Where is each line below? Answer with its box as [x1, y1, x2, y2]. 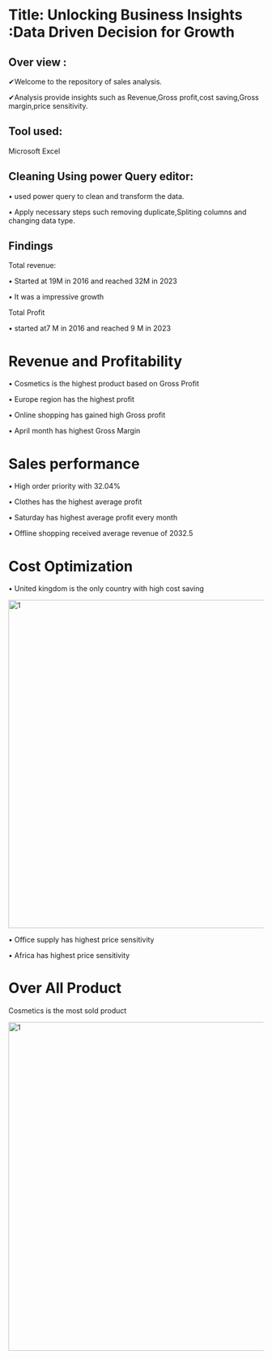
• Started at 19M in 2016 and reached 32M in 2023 [8, 276, 178, 286]
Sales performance [8, 455, 140, 472]
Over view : [8, 55, 67, 69]
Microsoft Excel [8, 146, 61, 156]
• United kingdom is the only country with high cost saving [8, 584, 205, 593]
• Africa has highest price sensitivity [8, 951, 130, 960]
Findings [8, 239, 54, 253]
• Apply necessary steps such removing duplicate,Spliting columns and [8, 207, 247, 217]
